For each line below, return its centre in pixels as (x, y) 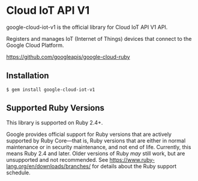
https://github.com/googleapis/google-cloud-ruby (68, 57)
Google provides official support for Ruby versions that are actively (89, 134)
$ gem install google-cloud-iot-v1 (51, 90)
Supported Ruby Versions (55, 108)
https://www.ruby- (132, 159)
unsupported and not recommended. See (57, 159)
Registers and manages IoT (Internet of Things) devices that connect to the (99, 38)
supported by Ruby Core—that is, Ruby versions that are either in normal (96, 140)
